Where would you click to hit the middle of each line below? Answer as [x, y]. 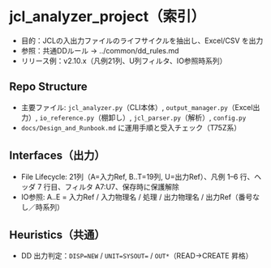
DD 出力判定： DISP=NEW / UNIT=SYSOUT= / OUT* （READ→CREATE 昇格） [137, 256]
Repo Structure [48, 87]
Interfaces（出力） [57, 156]
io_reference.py [67, 118]
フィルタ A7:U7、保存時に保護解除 [122, 186]
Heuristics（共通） [57, 234]
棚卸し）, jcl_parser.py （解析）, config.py [174, 117]
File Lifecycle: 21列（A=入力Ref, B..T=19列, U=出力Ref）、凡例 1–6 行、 [138, 177]
